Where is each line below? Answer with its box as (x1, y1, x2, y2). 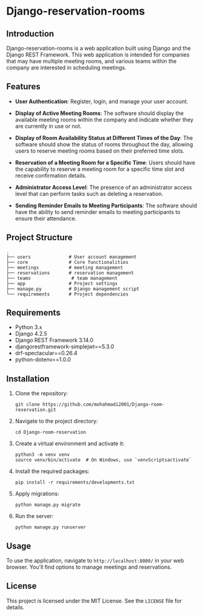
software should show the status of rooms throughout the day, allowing (15, 140, 193, 148)
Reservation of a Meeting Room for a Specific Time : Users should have (15, 159, 196, 166)
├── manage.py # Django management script (6, 286, 139, 292)
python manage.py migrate (15, 502, 81, 508)
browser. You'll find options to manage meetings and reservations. (6, 564, 172, 571)
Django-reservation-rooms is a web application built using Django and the (6, 44, 191, 52)
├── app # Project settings (6, 280, 118, 286)
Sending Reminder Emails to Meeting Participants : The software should (15, 202, 197, 209)
